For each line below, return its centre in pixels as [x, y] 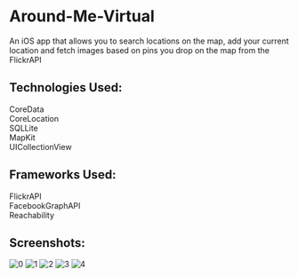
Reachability [32, 215]
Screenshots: [48, 243]
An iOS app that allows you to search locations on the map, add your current [149, 41]
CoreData [27, 109]
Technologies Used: [66, 87]
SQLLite [24, 128]
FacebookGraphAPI [45, 205]
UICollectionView [41, 146]
